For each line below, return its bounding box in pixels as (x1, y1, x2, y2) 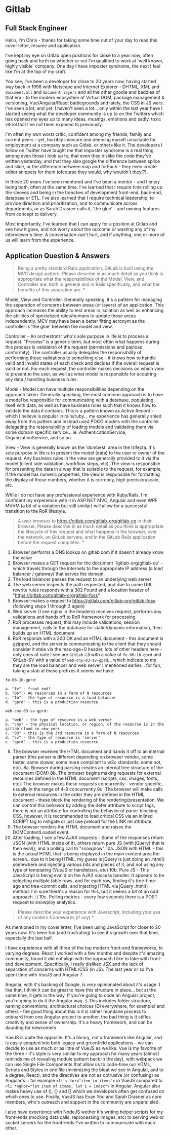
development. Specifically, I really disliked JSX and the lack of (14, 961, 144, 967)
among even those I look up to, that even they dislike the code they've (5, 153, 151, 159)
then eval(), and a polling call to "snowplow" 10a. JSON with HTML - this (12, 845, 163, 851)
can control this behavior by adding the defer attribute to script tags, (12, 802, 156, 808)
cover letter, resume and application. (5, 43, 82, 49)
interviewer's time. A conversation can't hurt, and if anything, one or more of (5, 232, 165, 238)
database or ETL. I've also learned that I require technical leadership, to (5, 195, 154, 201)
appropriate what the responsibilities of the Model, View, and (17, 276, 145, 282)
